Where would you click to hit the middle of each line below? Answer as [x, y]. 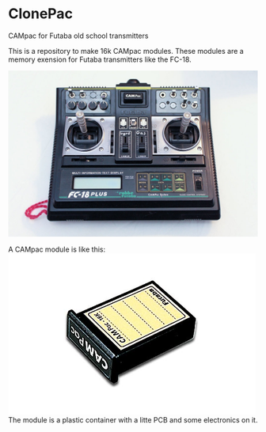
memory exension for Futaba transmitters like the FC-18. [100, 59]
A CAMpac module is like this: [57, 249]
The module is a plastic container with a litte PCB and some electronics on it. [133, 420]
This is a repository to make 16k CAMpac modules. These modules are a [126, 51]
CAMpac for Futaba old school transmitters [78, 36]
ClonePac [41, 14]
